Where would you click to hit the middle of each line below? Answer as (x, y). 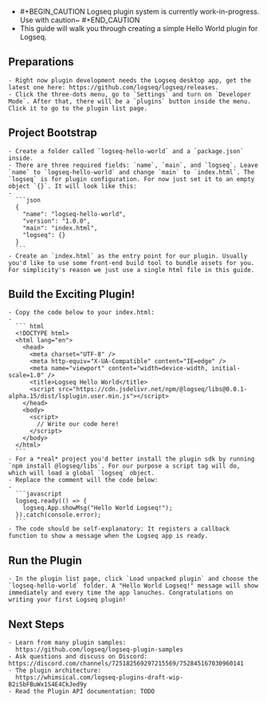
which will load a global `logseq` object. (82, 473)
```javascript (39, 494)
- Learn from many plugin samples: (67, 643)
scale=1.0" (26, 375)
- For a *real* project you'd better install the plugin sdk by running (132, 459)
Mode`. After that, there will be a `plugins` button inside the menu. (130, 101)
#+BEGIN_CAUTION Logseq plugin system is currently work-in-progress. (139, 12)
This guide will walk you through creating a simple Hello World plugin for (139, 28)
